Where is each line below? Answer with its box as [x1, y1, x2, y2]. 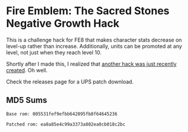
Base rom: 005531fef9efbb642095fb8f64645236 [6, 111, 118, 117]
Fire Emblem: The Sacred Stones [6, 4, 170, 18]
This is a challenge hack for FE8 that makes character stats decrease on [6, 36, 182, 43]
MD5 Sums [6, 95, 47, 105]
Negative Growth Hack [6, 17, 120, 30]
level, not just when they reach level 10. [6, 49, 102, 56]
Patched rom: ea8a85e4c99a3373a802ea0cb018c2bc [6, 121, 126, 127]
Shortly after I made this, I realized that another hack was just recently [6, 60, 177, 67]
